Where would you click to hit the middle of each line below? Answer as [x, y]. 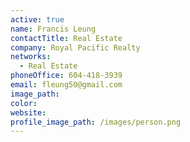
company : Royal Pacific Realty [75, 47]
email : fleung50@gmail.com [66, 85]
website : [28, 112]
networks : [31, 57]
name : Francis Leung [53, 29]
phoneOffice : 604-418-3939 [66, 76]
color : [24, 103]
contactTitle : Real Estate [66, 38]
